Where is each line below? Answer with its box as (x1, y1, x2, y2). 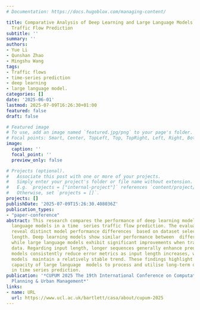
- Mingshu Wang (6, 58, 44, 64)
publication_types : (6, 206, 55, 213)
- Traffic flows (6, 69, 46, 75)
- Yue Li (6, 47, 28, 53)
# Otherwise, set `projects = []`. (6, 190, 100, 196)
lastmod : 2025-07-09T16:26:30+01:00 (6, 102, 97, 108)
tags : (6, 64, 20, 69)
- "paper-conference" (6, 212, 60, 218)
